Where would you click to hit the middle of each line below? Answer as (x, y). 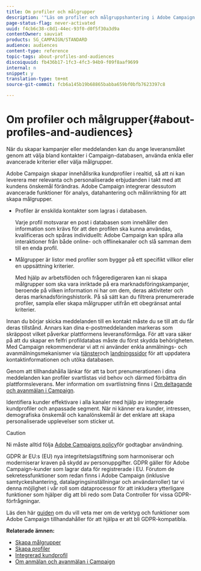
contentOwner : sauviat (35, 34)
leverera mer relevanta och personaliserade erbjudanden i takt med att (94, 180)
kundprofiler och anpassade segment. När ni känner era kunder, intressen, (99, 408)
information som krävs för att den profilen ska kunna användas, (94, 229)
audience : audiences (32, 46)
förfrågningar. (23, 501)
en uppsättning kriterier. (45, 266)
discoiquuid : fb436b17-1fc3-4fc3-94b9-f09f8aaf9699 (72, 62)
